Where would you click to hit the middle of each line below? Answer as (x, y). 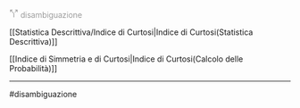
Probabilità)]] (33, 68)
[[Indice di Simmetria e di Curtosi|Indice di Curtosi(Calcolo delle (126, 59)
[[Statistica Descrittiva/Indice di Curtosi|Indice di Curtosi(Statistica (131, 32)
